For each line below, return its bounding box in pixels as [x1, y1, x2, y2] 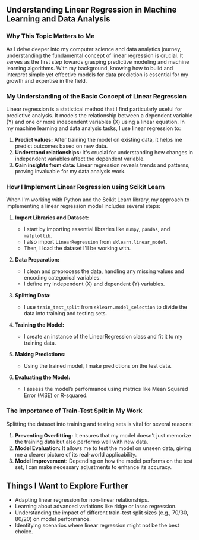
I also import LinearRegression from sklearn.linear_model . [23, 238, 168, 246]
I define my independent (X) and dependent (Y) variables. [23, 280, 165, 288]
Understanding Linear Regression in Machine [6, 5, 177, 15]
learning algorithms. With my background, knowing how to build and [6, 64, 173, 72]
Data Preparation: [14, 256, 60, 263]
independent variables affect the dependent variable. [14, 155, 146, 162]
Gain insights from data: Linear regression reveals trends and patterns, [14, 161, 190, 169]
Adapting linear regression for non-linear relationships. [14, 496, 149, 504]
